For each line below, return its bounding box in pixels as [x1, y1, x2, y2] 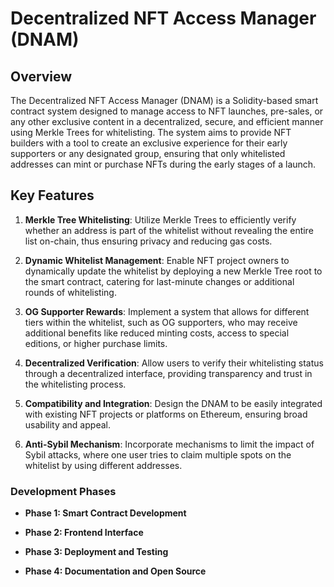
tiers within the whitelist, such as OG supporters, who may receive [24, 316, 298, 328]
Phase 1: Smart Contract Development [24, 507, 187, 519]
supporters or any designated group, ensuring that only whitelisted [10, 148, 286, 159]
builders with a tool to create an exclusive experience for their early [10, 137, 288, 149]
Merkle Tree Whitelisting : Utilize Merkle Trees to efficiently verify [24, 213, 297, 226]
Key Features [10, 187, 95, 204]
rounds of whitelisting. [24, 286, 117, 298]
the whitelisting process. [24, 378, 127, 390]
